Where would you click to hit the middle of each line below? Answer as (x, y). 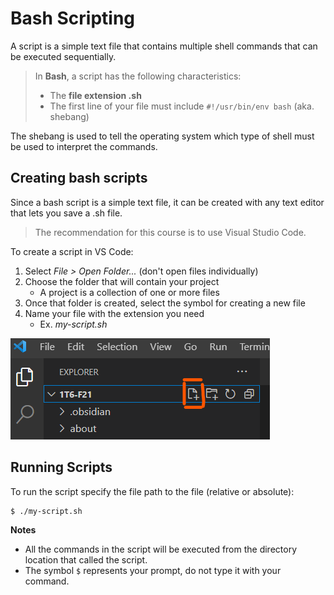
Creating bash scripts (79, 178)
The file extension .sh (95, 95)
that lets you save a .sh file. (66, 213)
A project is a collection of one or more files (129, 292)
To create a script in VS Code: (72, 251)
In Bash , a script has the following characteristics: (138, 76)
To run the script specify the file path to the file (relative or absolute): (152, 491)
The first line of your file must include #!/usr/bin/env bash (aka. (182, 106)
